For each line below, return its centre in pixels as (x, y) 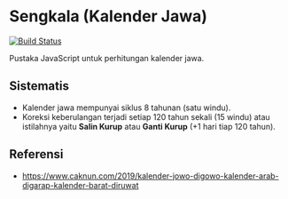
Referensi (36, 154)
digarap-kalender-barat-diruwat (80, 185)
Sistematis (39, 86)
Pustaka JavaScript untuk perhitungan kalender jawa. (107, 58)
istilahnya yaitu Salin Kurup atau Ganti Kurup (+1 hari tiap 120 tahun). (149, 126)
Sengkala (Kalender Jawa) (109, 16)
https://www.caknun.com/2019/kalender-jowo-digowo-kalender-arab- (150, 176)
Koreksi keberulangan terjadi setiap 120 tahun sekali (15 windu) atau (146, 116)
